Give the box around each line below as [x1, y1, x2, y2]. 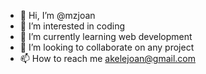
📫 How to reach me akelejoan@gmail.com [19, 53, 197, 64]
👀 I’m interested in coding [19, 20, 126, 32]
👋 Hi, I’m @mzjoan [19, 10, 96, 21]
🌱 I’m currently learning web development [19, 31, 193, 42]
